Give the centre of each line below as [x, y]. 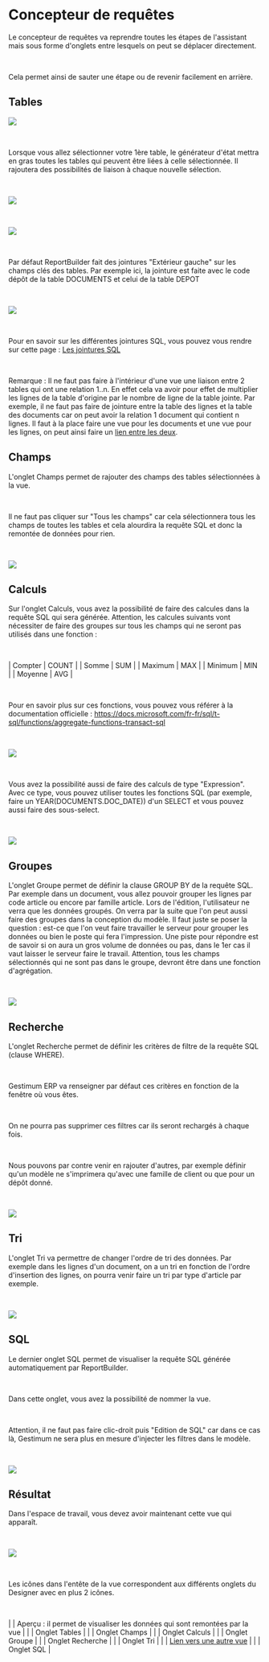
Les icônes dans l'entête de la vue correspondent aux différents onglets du [132, 1584]
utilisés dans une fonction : [53, 634]
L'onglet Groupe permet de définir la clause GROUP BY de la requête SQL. [131, 885]
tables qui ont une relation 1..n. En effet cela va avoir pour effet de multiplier [133, 389]
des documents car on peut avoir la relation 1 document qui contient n [124, 414]
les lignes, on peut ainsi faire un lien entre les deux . [93, 431]
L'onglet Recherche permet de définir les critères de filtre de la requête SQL [134, 1046]
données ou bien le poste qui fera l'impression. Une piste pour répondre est [133, 937]
